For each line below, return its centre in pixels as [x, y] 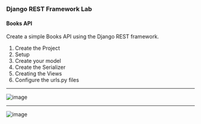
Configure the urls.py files [47, 80]
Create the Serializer [40, 67]
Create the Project [37, 48]
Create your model [38, 61]
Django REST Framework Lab [49, 9]
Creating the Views [38, 74]
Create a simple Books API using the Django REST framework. [83, 37]
